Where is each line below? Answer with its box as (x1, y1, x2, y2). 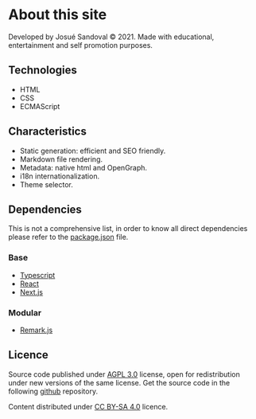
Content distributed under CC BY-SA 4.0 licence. (8, 401, 169, 411)
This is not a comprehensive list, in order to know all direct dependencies (8, 224, 248, 233)
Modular (8, 307, 42, 318)
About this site (8, 6, 107, 24)
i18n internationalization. (19, 171, 100, 181)
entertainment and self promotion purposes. (8, 40, 153, 49)
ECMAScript (19, 101, 60, 111)
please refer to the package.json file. (8, 233, 129, 242)
